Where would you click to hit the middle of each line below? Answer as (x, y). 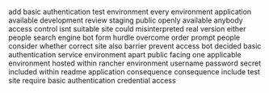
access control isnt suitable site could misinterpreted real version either (127, 29)
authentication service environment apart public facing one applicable (125, 55)
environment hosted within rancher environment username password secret (134, 63)
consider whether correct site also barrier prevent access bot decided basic (135, 46)
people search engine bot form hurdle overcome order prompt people (124, 37)
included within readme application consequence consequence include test (134, 72)
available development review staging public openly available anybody (126, 20)
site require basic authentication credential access (92, 80)
